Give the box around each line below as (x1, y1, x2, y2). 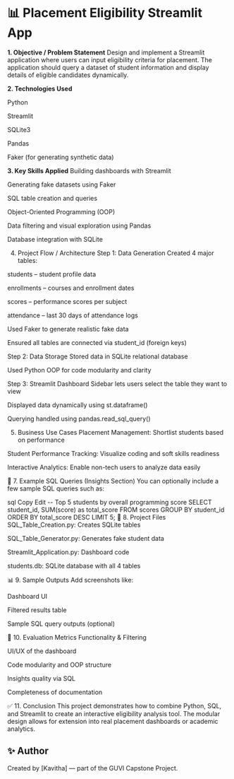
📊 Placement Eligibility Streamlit (7, 5, 203, 21)
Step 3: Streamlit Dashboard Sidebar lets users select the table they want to (7, 379, 228, 388)
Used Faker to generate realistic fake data (7, 324, 129, 333)
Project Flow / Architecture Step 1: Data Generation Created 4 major (17, 248, 215, 257)
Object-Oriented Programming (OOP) (7, 207, 115, 216)
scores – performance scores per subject (7, 297, 128, 305)
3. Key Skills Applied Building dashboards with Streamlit (7, 166, 171, 175)
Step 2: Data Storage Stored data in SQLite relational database (7, 352, 188, 361)
